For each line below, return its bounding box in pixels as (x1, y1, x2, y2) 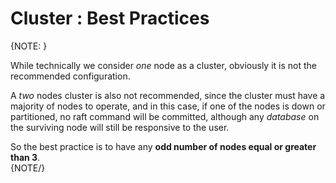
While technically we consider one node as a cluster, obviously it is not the (10, 59, 317, 71)
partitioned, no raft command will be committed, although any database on (10, 110, 320, 122)
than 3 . (10, 151, 41, 163)
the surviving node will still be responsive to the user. (10, 121, 230, 133)
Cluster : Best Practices (10, 7, 210, 30)
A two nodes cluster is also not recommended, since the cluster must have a (10, 89, 326, 101)
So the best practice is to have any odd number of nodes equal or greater (10, 140, 317, 152)
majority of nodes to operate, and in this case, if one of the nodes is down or (10, 100, 326, 112)
